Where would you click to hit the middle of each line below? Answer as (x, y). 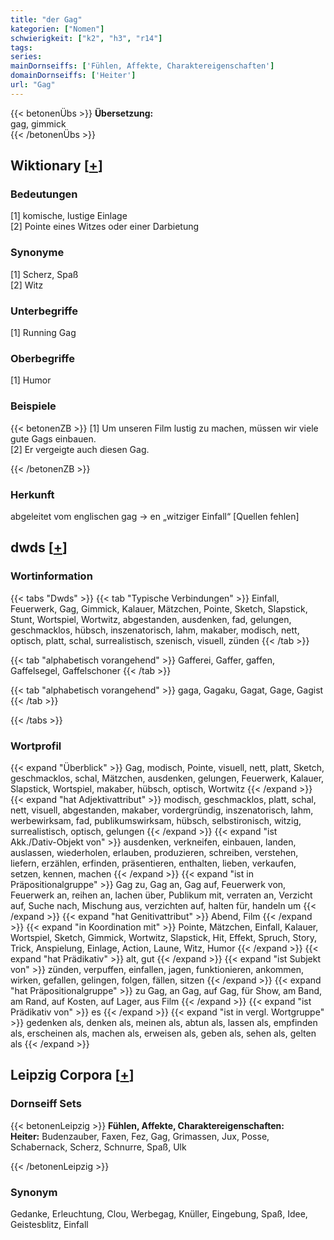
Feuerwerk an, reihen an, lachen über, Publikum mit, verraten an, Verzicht (161, 895)
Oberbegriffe (42, 358)
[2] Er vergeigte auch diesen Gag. (80, 449)
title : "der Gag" (46, 19)
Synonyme (37, 253)
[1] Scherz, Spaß (44, 274)
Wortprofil (36, 746)
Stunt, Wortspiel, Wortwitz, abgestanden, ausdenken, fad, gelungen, (151, 619)
